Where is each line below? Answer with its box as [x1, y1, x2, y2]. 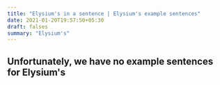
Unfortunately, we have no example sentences [7, 55, 214, 67]
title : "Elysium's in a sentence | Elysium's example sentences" [7, 10, 201, 17]
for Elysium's [7, 66, 66, 78]
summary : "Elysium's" [7, 29, 70, 37]
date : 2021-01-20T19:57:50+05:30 [7, 17, 104, 24]
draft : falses [7, 23, 49, 30]
